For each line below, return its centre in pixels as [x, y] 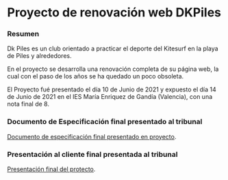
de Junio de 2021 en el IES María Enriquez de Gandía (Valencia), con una [110, 97]
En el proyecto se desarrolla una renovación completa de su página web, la [113, 69]
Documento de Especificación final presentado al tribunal [105, 122]
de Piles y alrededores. [39, 56]
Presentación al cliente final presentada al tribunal [92, 154]
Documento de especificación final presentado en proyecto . [92, 136]
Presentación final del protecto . [51, 169]
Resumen [23, 34]
